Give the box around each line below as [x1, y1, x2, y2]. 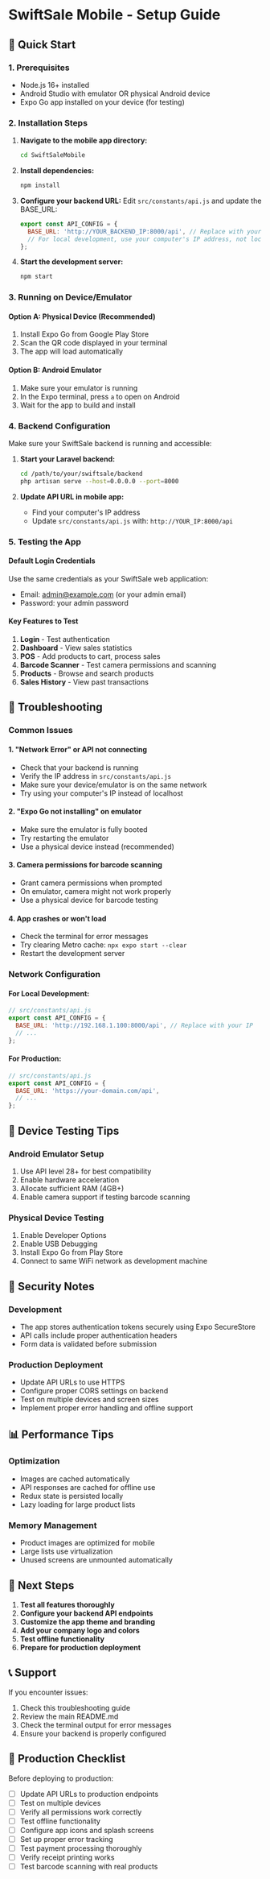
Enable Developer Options [19, 1231, 107, 1240]
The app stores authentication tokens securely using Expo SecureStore [19, 1322, 256, 1331]
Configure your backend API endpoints [19, 1608, 153, 1618]
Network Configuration [8, 969, 101, 980]
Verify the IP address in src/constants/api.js [19, 771, 171, 780]
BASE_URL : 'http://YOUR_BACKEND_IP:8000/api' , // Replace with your [27, 227, 262, 235]
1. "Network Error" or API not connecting [8, 744, 147, 754]
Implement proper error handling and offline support [19, 1403, 194, 1413]
